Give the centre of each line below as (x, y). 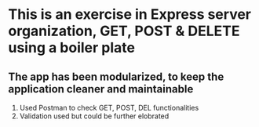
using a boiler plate (72, 48)
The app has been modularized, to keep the (116, 76)
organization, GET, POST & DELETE (124, 31)
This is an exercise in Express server (130, 15)
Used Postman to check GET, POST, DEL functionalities (109, 108)
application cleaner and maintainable (101, 89)
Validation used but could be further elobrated (94, 116)
